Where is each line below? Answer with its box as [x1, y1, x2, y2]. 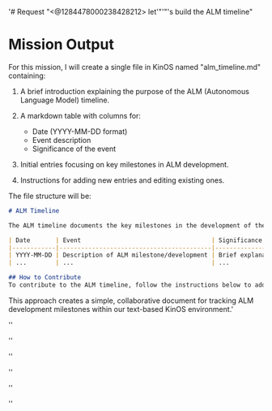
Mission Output [8, 36, 115, 54]
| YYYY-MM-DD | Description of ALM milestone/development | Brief [8, 251, 237, 259]
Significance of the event [32, 144, 117, 154]
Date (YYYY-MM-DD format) [32, 126, 128, 136]
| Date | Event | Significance [8, 236, 263, 244]
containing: [8, 71, 46, 80]
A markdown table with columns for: [19, 110, 142, 120]
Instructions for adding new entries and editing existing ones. [19, 175, 225, 185]
